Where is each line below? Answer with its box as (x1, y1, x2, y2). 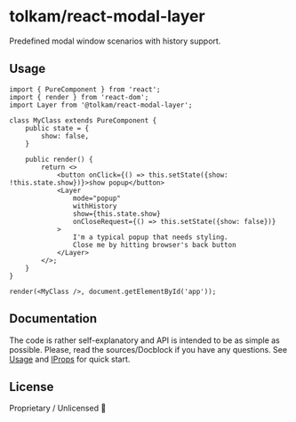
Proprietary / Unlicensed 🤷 (9, 402, 107, 414)
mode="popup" (72, 194, 122, 203)
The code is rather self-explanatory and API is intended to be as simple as (9, 335, 280, 346)
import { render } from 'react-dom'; (9, 92, 149, 101)
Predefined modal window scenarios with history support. (9, 36, 221, 46)
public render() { (25, 155, 93, 163)
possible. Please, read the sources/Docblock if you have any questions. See (9, 344, 287, 354)
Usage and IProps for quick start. (9, 354, 131, 364)
